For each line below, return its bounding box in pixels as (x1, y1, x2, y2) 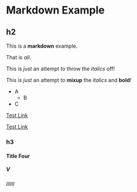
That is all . (6, 54, 31, 60)
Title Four (6, 152, 30, 159)
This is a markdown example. (6, 42, 78, 49)
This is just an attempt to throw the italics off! (6, 65, 115, 72)
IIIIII (6, 180, 15, 188)
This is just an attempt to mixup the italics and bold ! (6, 77, 132, 83)
